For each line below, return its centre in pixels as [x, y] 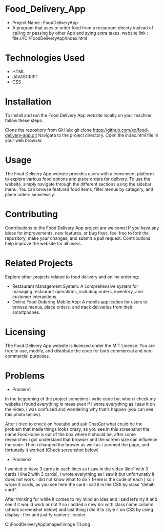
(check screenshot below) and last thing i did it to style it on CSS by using [79, 509]
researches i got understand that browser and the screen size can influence [81, 439]
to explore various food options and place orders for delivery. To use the [78, 179]
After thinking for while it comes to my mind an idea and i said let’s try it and [81, 499]
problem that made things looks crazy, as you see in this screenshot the [77, 429]
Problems [25, 376]
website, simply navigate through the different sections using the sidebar [78, 184]
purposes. [40, 356]
